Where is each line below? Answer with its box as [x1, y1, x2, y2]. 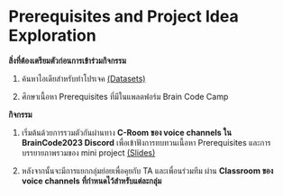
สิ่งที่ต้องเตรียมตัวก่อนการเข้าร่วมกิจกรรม [8, 55, 127, 66]
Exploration [8, 25, 96, 46]
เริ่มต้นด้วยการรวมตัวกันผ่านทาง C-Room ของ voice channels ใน [21, 127, 232, 138]
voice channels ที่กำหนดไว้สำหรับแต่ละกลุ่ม [21, 175, 162, 186]
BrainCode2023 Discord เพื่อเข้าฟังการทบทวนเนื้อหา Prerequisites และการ [21, 137, 271, 147]
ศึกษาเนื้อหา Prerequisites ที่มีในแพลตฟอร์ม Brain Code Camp [21, 91, 229, 102]
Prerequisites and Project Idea [8, 6, 240, 27]
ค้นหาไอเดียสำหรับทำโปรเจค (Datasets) [21, 73, 146, 84]
